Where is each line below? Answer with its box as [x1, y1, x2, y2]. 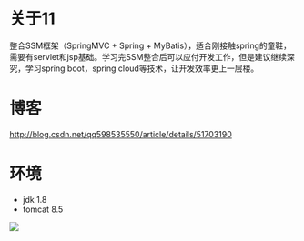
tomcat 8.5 [22, 204, 64, 215]
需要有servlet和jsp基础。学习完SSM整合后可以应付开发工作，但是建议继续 [9, 51, 288, 62]
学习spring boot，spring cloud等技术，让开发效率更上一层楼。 [25, 63, 259, 74]
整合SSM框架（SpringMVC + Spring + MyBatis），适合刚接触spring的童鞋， [9, 40, 292, 51]
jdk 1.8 [22, 194, 47, 205]
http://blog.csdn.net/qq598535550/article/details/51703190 [9, 128, 232, 139]
